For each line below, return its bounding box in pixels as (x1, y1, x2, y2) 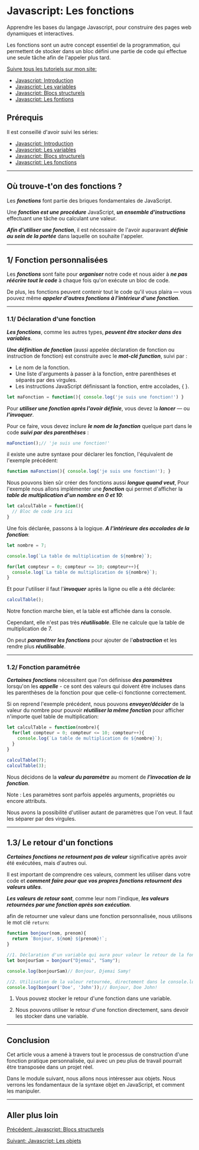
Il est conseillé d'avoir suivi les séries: (6, 128, 99, 135)
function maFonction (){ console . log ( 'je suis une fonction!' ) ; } (6, 468, 171, 475)
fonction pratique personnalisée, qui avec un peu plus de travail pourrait (6, 1057, 182, 1064)
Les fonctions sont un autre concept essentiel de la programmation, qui (6, 41, 181, 48)
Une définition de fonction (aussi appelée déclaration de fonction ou (6, 346, 175, 353)
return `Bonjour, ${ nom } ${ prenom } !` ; (12, 936, 108, 942)
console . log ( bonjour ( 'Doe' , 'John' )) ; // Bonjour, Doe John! (6, 984, 158, 990)
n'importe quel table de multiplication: (6, 713, 99, 720)
